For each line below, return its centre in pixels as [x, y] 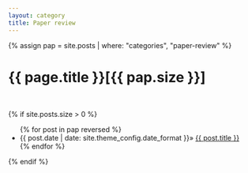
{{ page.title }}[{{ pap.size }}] [107, 77]
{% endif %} [28, 162]
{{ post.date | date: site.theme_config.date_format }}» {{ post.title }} [129, 138]
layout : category [37, 15]
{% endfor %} [42, 146]
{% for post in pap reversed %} [71, 130]
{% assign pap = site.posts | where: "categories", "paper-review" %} [120, 45]
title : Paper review [42, 23]
